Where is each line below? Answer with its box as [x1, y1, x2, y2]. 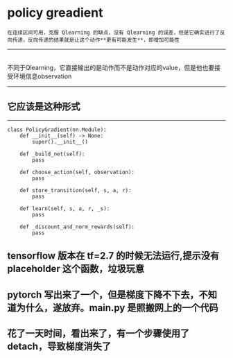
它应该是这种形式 [7, 101, 80, 112]
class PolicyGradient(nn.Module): [7, 126, 107, 133]
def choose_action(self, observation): [19, 169, 135, 176]
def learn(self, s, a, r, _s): [19, 205, 110, 212]
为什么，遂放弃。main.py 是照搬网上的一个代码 [16, 302, 218, 314]
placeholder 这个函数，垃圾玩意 [7, 263, 144, 275]
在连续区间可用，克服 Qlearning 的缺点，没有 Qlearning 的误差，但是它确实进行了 [7, 29, 221, 36]
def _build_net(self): [19, 151, 85, 157]
